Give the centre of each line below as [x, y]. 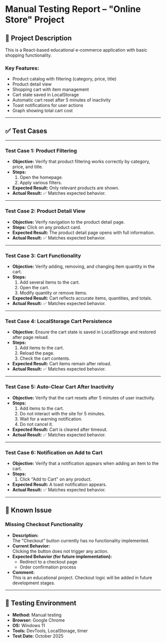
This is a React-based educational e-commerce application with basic [76, 50]
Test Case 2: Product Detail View [45, 211]
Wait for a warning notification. [51, 419]
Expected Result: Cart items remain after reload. [62, 364]
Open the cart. [34, 287]
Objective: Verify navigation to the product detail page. [68, 222]
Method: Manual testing [37, 615]
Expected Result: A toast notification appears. [60, 484]
